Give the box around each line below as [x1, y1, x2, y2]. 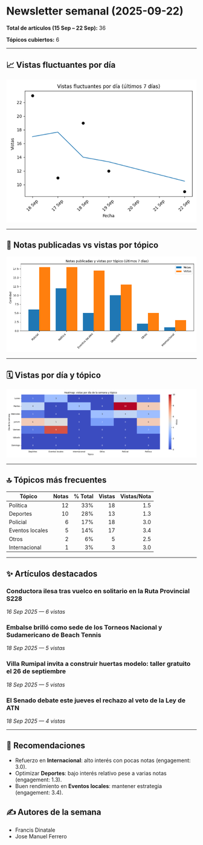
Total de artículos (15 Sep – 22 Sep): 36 [6, 24, 106, 31]
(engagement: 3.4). [14, 789, 63, 796]
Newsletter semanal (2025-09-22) [6, 4, 184, 18]
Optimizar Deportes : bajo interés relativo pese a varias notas [14, 769, 167, 777]
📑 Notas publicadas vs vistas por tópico [6, 240, 159, 251]
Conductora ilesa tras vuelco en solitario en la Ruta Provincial [6, 587, 190, 595]
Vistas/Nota [120, 493, 152, 500]
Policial [8, 519, 27, 526]
